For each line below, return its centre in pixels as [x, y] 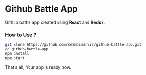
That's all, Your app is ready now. [38, 67]
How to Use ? [21, 35]
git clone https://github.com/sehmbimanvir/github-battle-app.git [73, 45]
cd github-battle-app [27, 49]
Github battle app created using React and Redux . [55, 22]
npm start [15, 58]
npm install [17, 53]
